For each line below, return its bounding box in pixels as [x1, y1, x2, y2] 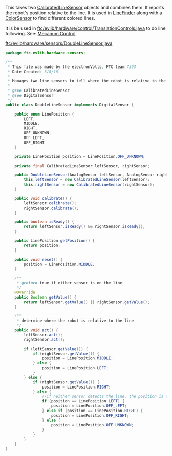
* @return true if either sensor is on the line [16, 281, 123, 286]
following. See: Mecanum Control [5, 31, 76, 36]
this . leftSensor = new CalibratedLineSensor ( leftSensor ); [24, 177, 150, 183]
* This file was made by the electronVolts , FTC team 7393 [7, 64, 137, 70]
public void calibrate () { [14, 196, 72, 201]
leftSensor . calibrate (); [24, 200, 77, 206]
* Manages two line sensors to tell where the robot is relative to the [7, 79, 166, 84]
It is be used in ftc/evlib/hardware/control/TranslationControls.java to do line [5, 25, 166, 31]
